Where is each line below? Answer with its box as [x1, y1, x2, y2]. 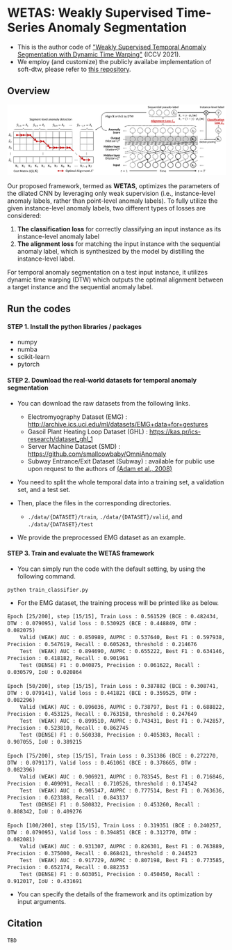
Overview [7, 85, 51, 97]
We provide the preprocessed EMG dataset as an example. [17, 533, 186, 542]
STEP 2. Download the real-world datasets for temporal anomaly [7, 376, 197, 385]
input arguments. [17, 897, 67, 905]
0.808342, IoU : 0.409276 [7, 808, 82, 815]
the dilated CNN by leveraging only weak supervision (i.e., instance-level [7, 189, 215, 197]
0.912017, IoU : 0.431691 [7, 878, 82, 884]
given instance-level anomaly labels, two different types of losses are [7, 204, 206, 212]
